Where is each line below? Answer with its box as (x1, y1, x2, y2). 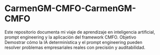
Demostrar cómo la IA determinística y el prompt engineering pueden (4, 39, 143, 45)
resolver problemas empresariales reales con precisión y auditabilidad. (4, 44, 145, 50)
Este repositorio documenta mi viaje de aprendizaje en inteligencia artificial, (4, 29, 155, 35)
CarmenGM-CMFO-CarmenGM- (4, 3, 136, 14)
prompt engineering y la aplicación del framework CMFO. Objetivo (4, 34, 136, 40)
